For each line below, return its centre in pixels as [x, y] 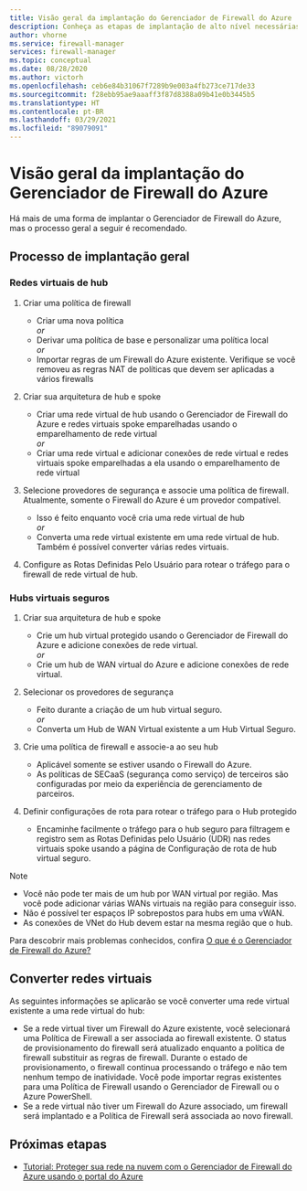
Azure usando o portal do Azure [83, 1176]
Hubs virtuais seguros [60, 598]
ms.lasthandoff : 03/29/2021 [63, 120]
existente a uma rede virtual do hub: [77, 1010]
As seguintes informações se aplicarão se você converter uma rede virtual [149, 1001]
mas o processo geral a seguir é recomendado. [98, 228]
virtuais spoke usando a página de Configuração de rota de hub [156, 848]
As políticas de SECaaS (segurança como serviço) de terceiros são [163, 774]
